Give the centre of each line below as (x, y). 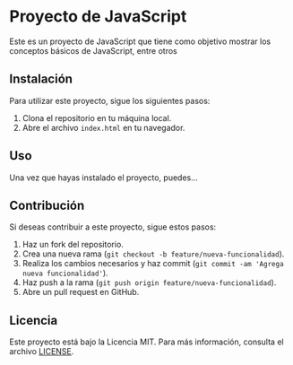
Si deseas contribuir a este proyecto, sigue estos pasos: (113, 227)
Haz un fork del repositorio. (73, 245)
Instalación (41, 79)
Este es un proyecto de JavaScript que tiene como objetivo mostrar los (140, 41)
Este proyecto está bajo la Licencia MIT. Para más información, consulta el (146, 342)
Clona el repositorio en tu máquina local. (97, 117)
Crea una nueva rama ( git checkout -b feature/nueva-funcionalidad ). (153, 254)
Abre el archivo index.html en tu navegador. (103, 127)
